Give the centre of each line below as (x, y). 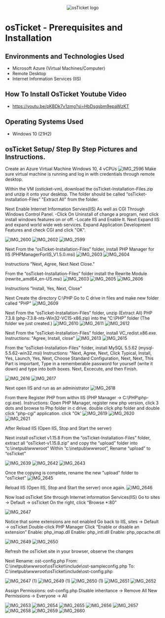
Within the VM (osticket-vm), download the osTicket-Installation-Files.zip (79, 189)
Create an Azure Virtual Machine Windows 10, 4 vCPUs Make (81, 169)
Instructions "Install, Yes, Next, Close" (44, 288)
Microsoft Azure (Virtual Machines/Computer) (59, 68)
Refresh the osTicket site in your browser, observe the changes (69, 551)
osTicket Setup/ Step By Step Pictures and (71, 149)
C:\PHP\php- (136, 398)
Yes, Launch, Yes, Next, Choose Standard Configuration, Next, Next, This (79, 358)
